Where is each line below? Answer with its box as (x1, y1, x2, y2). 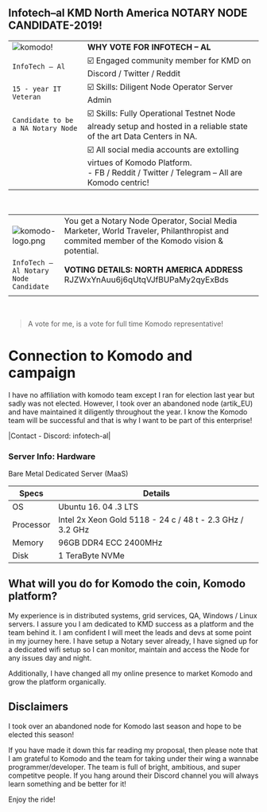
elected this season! (8, 729, 75, 739)
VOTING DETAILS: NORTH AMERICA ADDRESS (64, 264, 243, 275)
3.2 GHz (58, 524, 90, 535)
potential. (64, 245, 99, 256)
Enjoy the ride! (8, 794, 56, 804)
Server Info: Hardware (8, 450, 96, 461)
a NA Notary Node (12, 124, 78, 133)
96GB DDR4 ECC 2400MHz (58, 537, 163, 548)
